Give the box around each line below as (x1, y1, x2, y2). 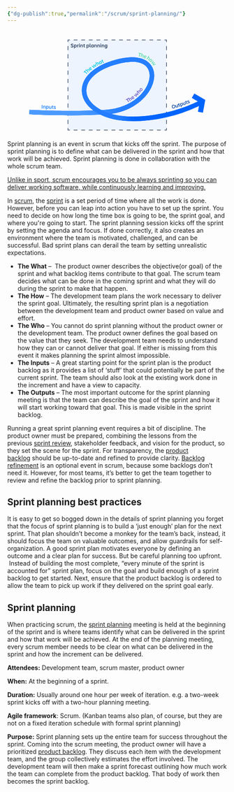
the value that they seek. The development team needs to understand (17, 336, 218, 345)
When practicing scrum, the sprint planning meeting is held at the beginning (7, 620, 226, 629)
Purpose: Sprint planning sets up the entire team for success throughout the (7, 733, 228, 741)
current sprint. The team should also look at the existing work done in (17, 373, 218, 382)
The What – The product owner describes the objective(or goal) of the (17, 261, 222, 270)
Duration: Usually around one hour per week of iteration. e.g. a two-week (7, 691, 219, 699)
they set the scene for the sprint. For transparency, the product (7, 446, 189, 454)
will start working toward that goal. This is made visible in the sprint (17, 403, 212, 411)
